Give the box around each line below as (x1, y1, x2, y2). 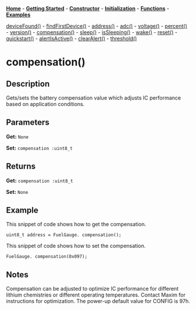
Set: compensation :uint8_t (6, 144, 73, 151)
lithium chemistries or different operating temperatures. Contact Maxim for (6, 291, 186, 298)
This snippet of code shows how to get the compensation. (6, 221, 146, 228)
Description (6, 79, 50, 88)
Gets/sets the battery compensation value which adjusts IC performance (6, 94, 181, 101)
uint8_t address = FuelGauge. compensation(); (6, 232, 122, 238)
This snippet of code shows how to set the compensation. (6, 243, 146, 250)
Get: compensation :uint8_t (6, 177, 73, 184)
